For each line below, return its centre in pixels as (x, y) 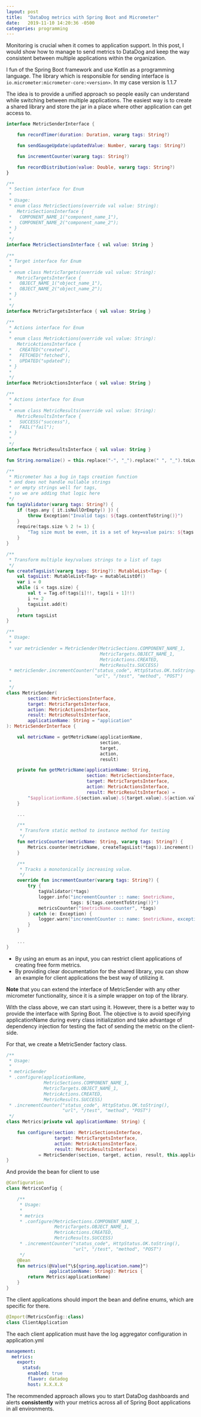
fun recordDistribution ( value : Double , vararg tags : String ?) (96, 167)
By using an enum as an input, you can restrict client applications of (98, 958)
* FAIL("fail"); (32, 427)
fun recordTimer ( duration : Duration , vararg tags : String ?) (93, 135)
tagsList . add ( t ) (48, 604)
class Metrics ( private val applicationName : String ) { (76, 1122)
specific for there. (28, 1306)
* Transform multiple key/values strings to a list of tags (85, 560)
